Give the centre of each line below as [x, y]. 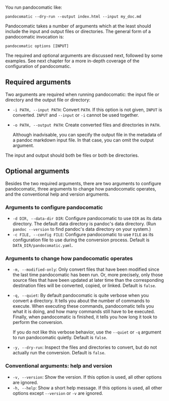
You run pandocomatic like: [34, 7]
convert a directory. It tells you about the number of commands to [81, 301]
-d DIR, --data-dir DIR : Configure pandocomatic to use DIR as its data [87, 218]
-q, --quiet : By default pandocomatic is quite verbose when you [81, 296]
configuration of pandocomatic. [38, 66]
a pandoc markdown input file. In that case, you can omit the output [83, 140]
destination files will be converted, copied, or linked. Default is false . [84, 285]
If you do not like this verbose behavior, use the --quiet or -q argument [87, 332]
